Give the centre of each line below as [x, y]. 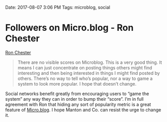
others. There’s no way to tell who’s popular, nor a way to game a [85, 78]
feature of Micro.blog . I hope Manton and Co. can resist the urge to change [83, 110]
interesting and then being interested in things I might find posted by [89, 73]
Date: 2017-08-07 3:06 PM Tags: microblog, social [58, 7]
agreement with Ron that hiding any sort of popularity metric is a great [78, 104]
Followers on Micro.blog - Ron [69, 28]
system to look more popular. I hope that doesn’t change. [77, 84]
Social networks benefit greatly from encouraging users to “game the [77, 94]
